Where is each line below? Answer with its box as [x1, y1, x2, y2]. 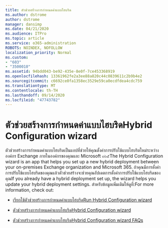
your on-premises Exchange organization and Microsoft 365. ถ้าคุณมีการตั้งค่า [5, 164, 161, 170]
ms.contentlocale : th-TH [5, 88, 58, 93]
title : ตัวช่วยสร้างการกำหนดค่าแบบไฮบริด [5, 7, 71, 13]
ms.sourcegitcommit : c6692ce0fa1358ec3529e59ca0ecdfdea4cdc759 [5, 78, 143, 83]
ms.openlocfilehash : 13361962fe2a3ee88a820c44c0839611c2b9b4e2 [5, 74, 143, 79]
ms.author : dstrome [5, 12, 47, 17]
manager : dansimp [5, 21, 42, 27]
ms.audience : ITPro [5, 31, 47, 36]
